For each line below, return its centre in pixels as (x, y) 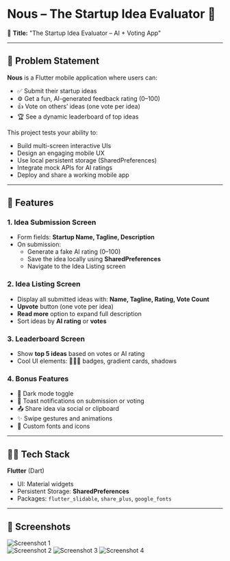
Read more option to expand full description (79, 313)
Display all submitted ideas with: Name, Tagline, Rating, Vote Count (113, 299)
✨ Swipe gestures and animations (65, 418)
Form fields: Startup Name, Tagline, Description (86, 237)
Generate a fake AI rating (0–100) (74, 252)
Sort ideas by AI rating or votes (62, 321)
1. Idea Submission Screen (52, 222)
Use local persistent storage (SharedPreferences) (87, 160)
